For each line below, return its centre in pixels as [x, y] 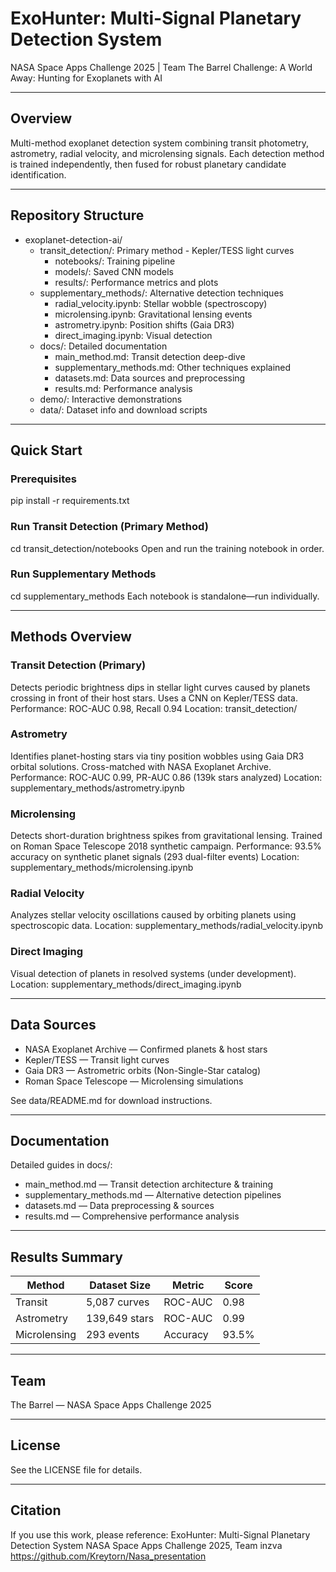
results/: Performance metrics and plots [136, 282]
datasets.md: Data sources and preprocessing [150, 378]
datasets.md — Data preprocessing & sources [119, 1206]
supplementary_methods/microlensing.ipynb [102, 868]
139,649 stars [120, 1319]
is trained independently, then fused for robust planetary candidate [148, 164]
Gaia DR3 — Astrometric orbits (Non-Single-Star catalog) [143, 1070]
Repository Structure [77, 215]
